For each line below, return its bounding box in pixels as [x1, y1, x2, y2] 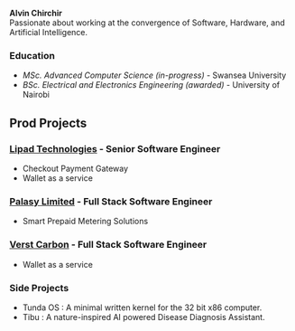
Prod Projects [9, 115, 88, 130]
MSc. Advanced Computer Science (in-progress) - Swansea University [22, 70, 287, 80]
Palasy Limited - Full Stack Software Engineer [9, 194, 213, 207]
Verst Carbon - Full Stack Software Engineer [9, 239, 207, 251]
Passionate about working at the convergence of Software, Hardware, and [9, 17, 286, 28]
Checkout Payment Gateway [22, 163, 129, 174]
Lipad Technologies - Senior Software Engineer [9, 142, 221, 155]
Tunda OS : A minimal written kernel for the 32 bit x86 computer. [22, 302, 263, 313]
